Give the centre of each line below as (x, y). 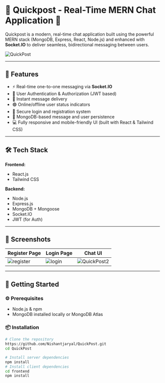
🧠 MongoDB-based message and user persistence (63, 117)
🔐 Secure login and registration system (51, 111)
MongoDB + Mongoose (36, 209)
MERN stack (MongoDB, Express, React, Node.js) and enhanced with (75, 39)
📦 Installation (22, 327)
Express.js (23, 204)
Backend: (15, 189)
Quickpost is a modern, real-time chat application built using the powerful (80, 34)
